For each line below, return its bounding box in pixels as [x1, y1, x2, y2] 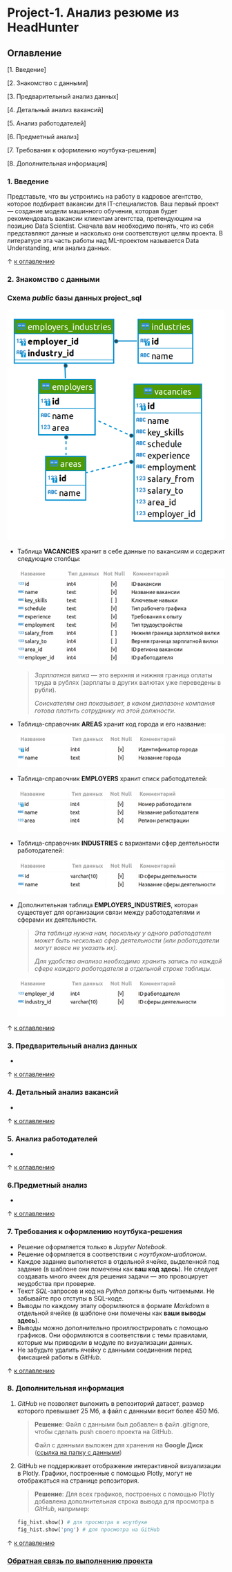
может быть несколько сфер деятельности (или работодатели [34, 936, 220, 945]
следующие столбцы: [17, 555, 81, 563]
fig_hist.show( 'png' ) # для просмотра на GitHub [17, 1526, 160, 1533]
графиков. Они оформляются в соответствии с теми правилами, [17, 1331, 209, 1339]
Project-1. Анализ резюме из [7, 5, 180, 21]
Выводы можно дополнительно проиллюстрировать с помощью [17, 1323, 209, 1332]
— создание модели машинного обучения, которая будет [7, 207, 178, 215]
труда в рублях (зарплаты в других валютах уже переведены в [34, 679, 221, 687]
